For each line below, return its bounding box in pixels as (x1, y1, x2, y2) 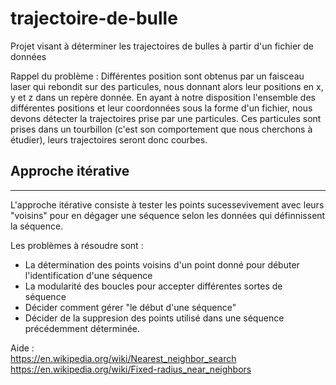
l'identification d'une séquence (24, 269, 153, 281)
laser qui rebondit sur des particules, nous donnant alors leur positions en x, (10, 80, 324, 92)
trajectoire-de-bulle (10, 7, 178, 30)
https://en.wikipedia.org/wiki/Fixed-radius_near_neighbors (10, 363, 252, 375)
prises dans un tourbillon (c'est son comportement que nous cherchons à (10, 123, 313, 135)
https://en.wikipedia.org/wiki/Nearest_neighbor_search (10, 352, 237, 364)
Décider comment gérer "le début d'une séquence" (24, 301, 237, 313)
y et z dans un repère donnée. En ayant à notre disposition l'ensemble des (10, 91, 316, 103)
